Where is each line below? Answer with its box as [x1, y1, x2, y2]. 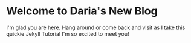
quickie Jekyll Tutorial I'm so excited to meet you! [6, 30, 129, 37]
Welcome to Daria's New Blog [6, 4, 158, 18]
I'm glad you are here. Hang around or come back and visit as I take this [6, 24, 186, 31]
